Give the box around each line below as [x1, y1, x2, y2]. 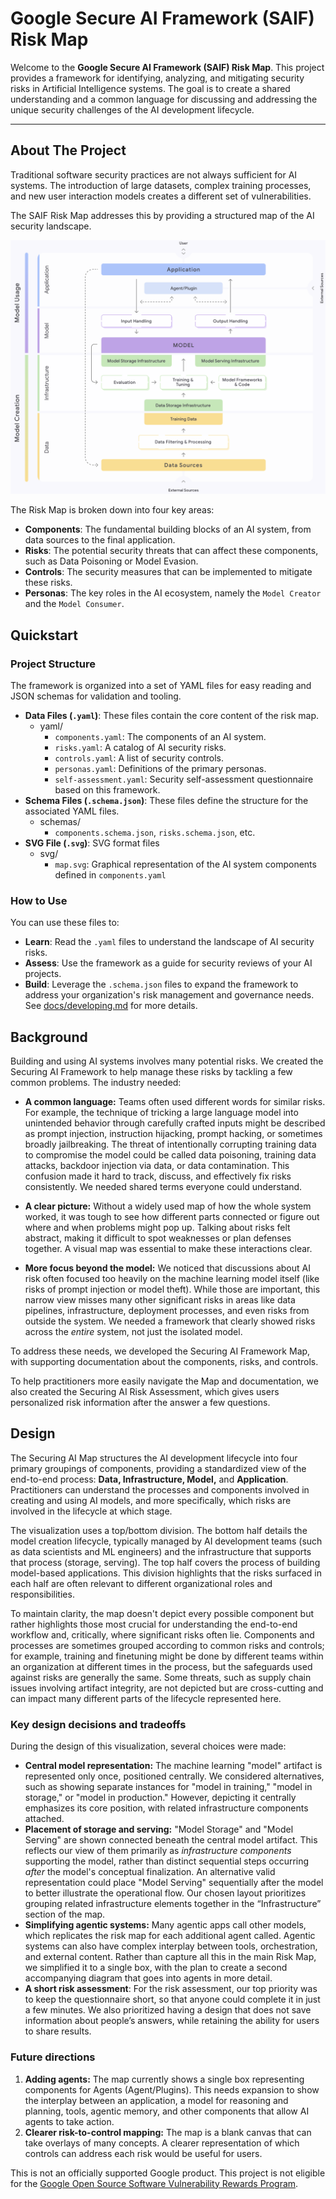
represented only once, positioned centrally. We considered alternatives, [24, 1770, 325, 1782]
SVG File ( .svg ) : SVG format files [24, 837, 160, 849]
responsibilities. [10, 1588, 75, 1600]
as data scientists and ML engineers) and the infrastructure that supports [10, 1545, 312, 1557]
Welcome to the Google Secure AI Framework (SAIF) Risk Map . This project [10, 61, 325, 73]
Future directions [10, 2050, 96, 2064]
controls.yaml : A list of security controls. [54, 752, 225, 764]
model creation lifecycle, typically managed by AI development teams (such [10, 1535, 323, 1547]
